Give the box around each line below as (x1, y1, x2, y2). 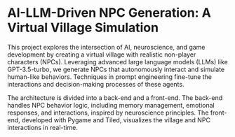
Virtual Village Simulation (7, 20, 159, 36)
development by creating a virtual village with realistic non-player (7, 50, 196, 59)
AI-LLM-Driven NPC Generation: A (7, 5, 212, 21)
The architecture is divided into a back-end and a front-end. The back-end (7, 93, 223, 102)
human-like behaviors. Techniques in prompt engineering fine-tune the (7, 72, 213, 81)
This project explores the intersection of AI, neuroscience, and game (7, 43, 206, 51)
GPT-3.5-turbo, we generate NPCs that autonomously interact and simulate (7, 65, 225, 73)
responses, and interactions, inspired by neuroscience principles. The (7, 108, 209, 117)
